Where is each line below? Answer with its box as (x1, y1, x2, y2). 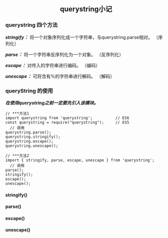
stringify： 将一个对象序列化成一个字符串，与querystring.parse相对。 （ (5, 34, 159, 40)
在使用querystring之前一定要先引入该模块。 (5, 99, 99, 106)
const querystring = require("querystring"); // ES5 (5, 120, 130, 125)
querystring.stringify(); (5, 134, 60, 139)
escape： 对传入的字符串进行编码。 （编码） (5, 62, 101, 68)
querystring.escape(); (5, 139, 54, 144)
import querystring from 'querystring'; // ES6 (5, 115, 130, 120)
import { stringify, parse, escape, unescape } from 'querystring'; (5, 158, 155, 163)
